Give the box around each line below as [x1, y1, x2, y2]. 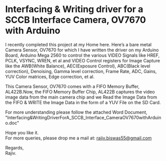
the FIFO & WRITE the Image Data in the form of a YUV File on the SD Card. [5, 99, 161, 105]
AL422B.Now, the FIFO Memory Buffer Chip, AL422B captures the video [5, 89, 155, 95]
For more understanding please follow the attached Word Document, [5, 109, 147, 115]
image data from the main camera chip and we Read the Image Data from [5, 94, 157, 100]
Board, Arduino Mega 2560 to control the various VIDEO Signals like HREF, [5, 52, 160, 58]
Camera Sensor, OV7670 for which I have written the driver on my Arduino [5, 47, 159, 53]
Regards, [5, 144, 24, 150]
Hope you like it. [5, 129, 39, 135]
